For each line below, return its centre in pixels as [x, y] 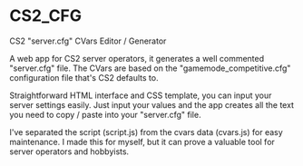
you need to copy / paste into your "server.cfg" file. [105, 114]
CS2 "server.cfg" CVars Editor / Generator [88, 41]
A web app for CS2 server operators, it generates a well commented [137, 58]
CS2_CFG [46, 16]
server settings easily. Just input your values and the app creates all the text [152, 104]
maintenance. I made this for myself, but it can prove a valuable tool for [142, 142]
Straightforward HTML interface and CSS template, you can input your [141, 95]
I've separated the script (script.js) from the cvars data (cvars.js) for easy [146, 132]
